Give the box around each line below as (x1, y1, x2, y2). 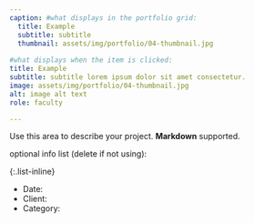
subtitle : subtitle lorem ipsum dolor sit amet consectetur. (9, 73, 247, 82)
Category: (22, 203, 61, 214)
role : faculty (9, 97, 64, 107)
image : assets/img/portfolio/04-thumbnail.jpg (9, 81, 189, 90)
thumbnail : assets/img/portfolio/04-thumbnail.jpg (17, 38, 214, 48)
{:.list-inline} (9, 166, 56, 177)
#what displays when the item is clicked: (9, 56, 173, 65)
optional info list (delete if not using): (9, 148, 147, 159)
